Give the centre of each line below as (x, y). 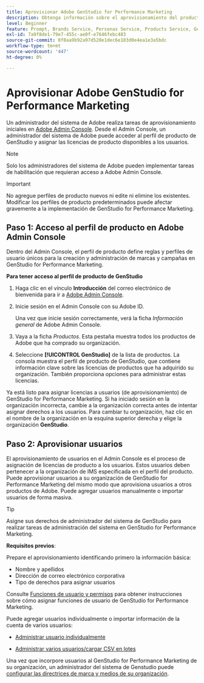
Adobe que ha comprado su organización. (68, 343)
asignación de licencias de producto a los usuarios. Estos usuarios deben (98, 465)
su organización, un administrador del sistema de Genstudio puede (90, 667)
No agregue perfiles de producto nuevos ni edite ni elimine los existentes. (98, 195)
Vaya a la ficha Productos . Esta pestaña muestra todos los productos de (105, 337)
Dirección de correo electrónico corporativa (70, 576)
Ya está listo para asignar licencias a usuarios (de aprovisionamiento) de (97, 393)
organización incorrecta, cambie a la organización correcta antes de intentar (102, 405)
